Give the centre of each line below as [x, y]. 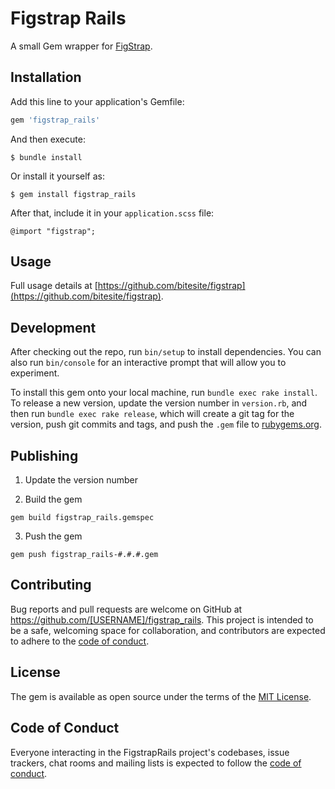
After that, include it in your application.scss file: [112, 213]
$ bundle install [46, 157]
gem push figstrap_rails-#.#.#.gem [84, 555]
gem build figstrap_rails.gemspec [82, 518]
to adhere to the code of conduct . [80, 641]
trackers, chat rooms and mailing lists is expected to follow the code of [156, 763]
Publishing [44, 455]
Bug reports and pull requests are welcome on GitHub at [126, 609]
